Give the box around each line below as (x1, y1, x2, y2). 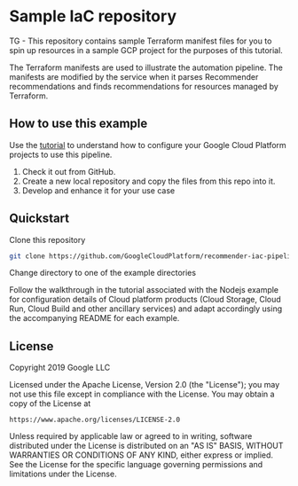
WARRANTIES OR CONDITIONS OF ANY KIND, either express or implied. (9, 450, 273, 460)
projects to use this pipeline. (9, 149, 113, 160)
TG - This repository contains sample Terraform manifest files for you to (9, 35, 272, 46)
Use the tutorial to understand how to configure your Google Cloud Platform (9, 139, 286, 150)
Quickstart (9, 211, 70, 226)
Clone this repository (9, 234, 86, 245)
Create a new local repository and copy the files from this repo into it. (21, 176, 276, 186)
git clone (9, 251, 46, 261)
